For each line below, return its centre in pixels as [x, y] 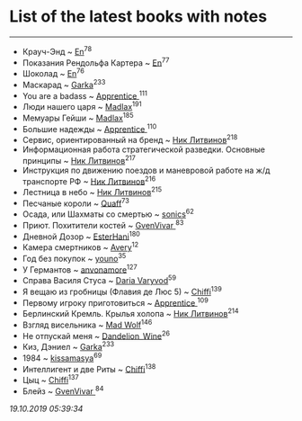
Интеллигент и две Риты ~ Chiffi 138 [89, 368]
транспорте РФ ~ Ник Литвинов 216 [89, 180]
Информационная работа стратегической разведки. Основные [143, 149]
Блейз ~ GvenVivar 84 [63, 390]
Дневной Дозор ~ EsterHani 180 [81, 236]
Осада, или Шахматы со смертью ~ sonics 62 [108, 213]
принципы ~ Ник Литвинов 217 [79, 159]
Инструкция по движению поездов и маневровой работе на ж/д [146, 170]
